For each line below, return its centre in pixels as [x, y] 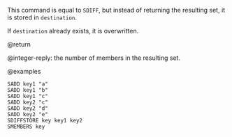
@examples [24, 71]
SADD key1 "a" [28, 84]
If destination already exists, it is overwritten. [73, 31]
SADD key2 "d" [28, 108]
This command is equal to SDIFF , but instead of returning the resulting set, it [116, 10]
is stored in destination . [42, 17]
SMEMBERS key [26, 127]
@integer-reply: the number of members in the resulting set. [94, 58]
